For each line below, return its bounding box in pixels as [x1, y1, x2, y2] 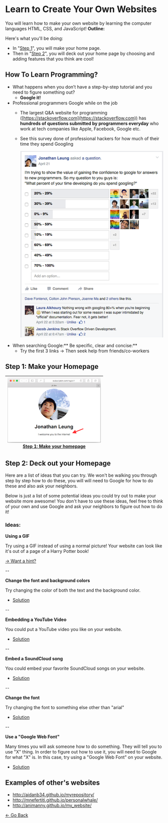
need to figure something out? [12, 89, 75, 95]
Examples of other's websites [5, 778, 100, 787]
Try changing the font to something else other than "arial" [5, 704, 124, 710]
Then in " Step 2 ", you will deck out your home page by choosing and [12, 50, 155, 56]
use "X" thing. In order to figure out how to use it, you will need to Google [5, 748, 157, 754]
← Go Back [5, 812, 29, 818]
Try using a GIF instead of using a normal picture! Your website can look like [5, 543, 162, 549]
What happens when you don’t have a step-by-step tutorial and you [12, 84, 152, 90]
